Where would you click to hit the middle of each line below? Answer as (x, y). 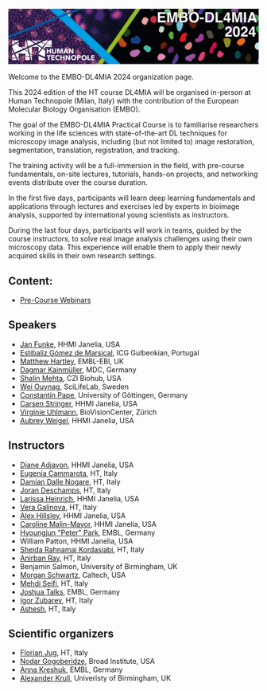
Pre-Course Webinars (55, 300)
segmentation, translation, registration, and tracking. (94, 150)
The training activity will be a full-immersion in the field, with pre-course (126, 166)
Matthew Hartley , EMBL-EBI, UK (72, 361)
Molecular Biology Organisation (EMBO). (74, 109)
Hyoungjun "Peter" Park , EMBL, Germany (87, 532)
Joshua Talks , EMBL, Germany (70, 591)
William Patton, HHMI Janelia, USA (76, 541)
